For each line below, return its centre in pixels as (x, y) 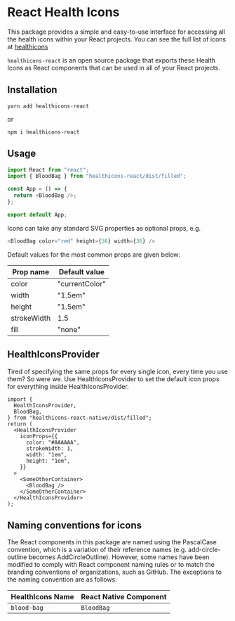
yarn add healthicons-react (48, 106)
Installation (32, 90)
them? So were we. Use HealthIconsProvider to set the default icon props (113, 379)
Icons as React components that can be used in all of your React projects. (114, 68)
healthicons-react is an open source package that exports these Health (112, 60)
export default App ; (38, 215)
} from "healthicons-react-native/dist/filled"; (80, 418)
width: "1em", (47, 454)
